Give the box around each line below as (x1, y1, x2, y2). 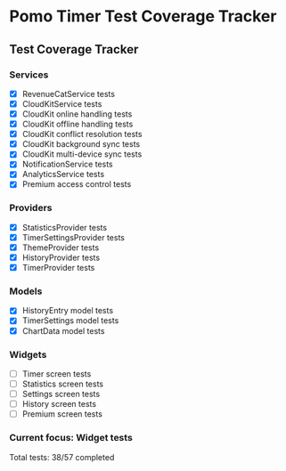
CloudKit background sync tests (21, 139, 141, 150)
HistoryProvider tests (21, 252, 101, 263)
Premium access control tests (21, 179, 132, 190)
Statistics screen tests (21, 378, 104, 389)
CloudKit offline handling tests (21, 118, 134, 130)
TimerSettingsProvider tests (21, 231, 125, 242)
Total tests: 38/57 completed (9, 451, 115, 462)
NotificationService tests (21, 158, 113, 170)
